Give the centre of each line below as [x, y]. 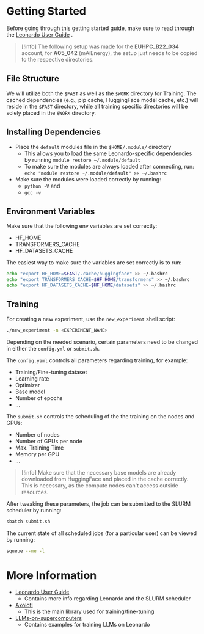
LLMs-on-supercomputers [49, 618]
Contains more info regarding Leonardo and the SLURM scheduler [107, 599]
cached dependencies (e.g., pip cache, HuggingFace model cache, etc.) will [102, 100]
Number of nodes [37, 434]
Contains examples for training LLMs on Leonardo [87, 625]
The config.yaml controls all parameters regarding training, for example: [97, 360]
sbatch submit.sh [28, 521]
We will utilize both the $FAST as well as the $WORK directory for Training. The [101, 93]
